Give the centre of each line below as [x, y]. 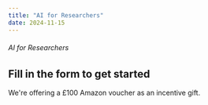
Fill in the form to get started [79, 74]
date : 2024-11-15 [37, 23]
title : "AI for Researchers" [56, 15]
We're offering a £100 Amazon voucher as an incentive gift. [104, 93]
